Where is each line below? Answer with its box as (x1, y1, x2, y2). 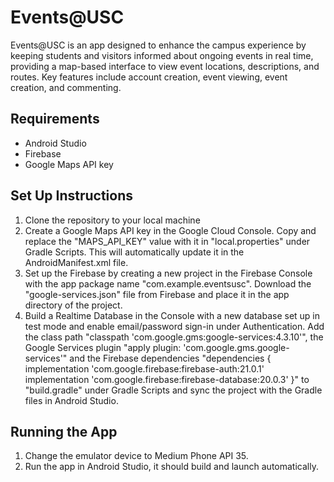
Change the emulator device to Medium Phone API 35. (24, 450, 249, 462)
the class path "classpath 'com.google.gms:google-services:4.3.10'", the (24, 331, 324, 343)
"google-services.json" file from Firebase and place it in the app (24, 288, 290, 300)
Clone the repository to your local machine (24, 214, 201, 226)
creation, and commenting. (10, 81, 122, 93)
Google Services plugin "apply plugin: (24, 341, 182, 353)
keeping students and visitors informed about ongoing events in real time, (10, 49, 314, 61)
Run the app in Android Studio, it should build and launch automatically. (24, 461, 319, 473)
